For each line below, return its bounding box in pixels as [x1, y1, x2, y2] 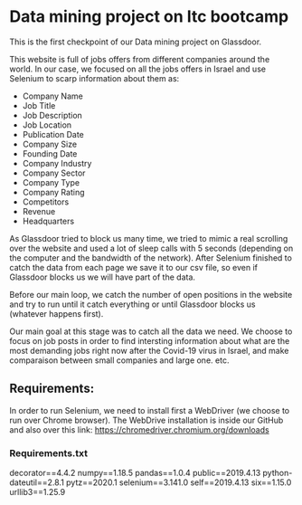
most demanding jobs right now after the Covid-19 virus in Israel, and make [9, 345, 289, 356]
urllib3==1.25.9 [9, 487, 66, 498]
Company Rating [22, 186, 85, 197]
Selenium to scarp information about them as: [9, 72, 180, 83]
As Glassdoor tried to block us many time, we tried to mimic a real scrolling [9, 233, 288, 243]
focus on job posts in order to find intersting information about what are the [9, 335, 290, 346]
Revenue [22, 205, 56, 216]
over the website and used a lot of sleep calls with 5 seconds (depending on [9, 243, 294, 253]
